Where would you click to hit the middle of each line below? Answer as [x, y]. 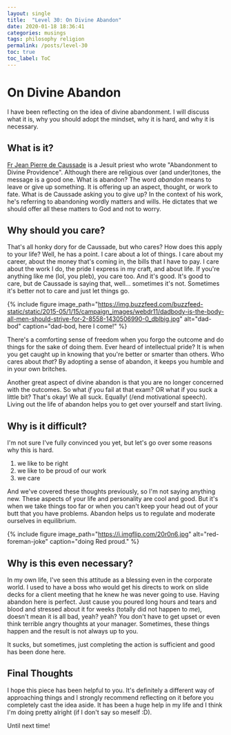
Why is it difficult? [47, 426]
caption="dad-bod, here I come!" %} [75, 326]
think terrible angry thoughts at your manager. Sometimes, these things [109, 624]
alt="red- [206, 534]
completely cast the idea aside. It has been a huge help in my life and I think [115, 705]
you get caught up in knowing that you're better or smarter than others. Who [116, 354]
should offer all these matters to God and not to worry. [84, 208]
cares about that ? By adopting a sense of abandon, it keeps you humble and [115, 362]
